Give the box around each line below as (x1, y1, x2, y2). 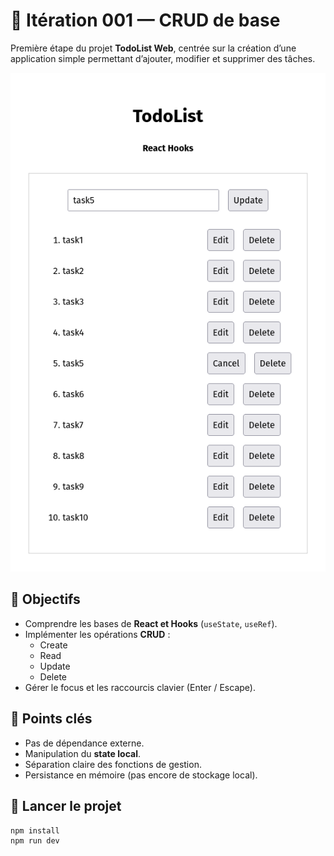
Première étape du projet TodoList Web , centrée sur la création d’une (10, 42, 297, 54)
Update (39, 660, 71, 672)
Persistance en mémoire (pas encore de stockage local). (24, 769, 258, 781)
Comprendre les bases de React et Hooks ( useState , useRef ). (24, 617, 278, 629)
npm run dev (10, 836, 60, 846)
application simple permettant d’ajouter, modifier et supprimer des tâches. (10, 52, 316, 64)
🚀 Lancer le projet (10, 798, 122, 815)
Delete (39, 670, 68, 683)
